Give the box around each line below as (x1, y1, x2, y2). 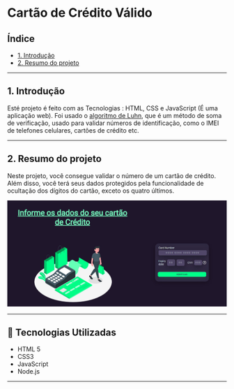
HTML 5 (17, 345, 41, 353)
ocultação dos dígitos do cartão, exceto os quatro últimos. (7, 186, 175, 195)
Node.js (17, 367, 40, 376)
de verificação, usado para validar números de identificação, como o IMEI (7, 119, 219, 127)
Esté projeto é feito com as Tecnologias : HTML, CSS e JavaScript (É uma (7, 103, 218, 112)
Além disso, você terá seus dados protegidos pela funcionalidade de (7, 179, 204, 187)
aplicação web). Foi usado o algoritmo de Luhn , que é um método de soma (7, 111, 222, 119)
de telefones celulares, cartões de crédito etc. (7, 126, 139, 134)
